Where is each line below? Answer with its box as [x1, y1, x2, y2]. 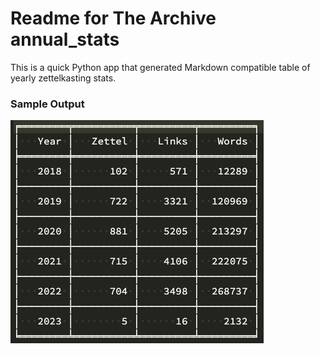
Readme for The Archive [10, 7, 217, 30]
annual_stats [10, 28, 120, 51]
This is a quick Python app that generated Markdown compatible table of [10, 61, 311, 73]
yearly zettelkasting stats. [10, 72, 117, 84]
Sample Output [10, 97, 85, 111]
